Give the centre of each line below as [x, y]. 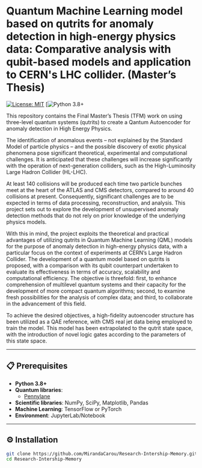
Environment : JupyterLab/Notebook [60, 415]
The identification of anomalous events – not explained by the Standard [94, 140]
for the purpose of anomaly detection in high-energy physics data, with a [97, 246]
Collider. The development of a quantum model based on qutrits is [88, 259]
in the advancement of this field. [46, 304]
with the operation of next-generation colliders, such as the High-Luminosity [101, 166]
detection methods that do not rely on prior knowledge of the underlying [96, 215]
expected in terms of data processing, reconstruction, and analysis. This [96, 203]
